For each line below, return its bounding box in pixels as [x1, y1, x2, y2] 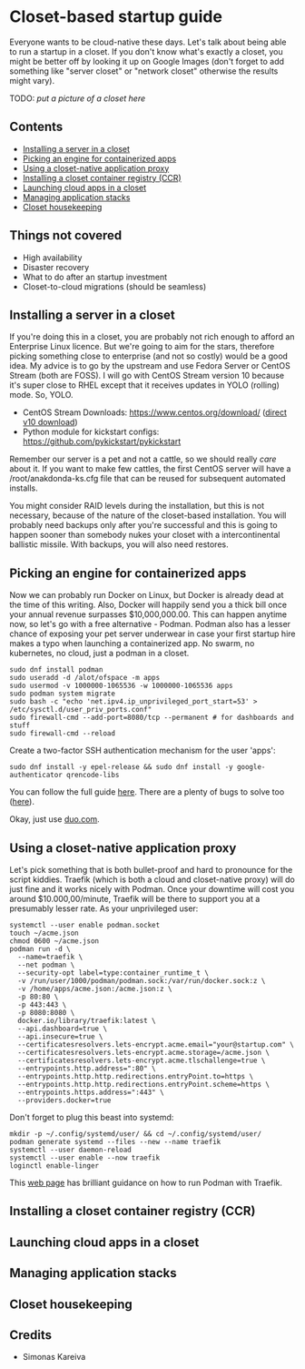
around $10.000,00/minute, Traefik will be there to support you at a [9, 894, 261, 904]
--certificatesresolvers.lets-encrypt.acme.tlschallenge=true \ [17, 1056, 266, 1065]
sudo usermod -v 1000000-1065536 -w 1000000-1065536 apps [9, 681, 233, 691]
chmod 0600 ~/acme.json [9, 937, 100, 946]
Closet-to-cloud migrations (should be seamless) [22, 280, 207, 292]
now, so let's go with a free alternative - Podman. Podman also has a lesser [9, 619, 291, 630]
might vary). [9, 75, 55, 86]
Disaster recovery [22, 261, 90, 272]
